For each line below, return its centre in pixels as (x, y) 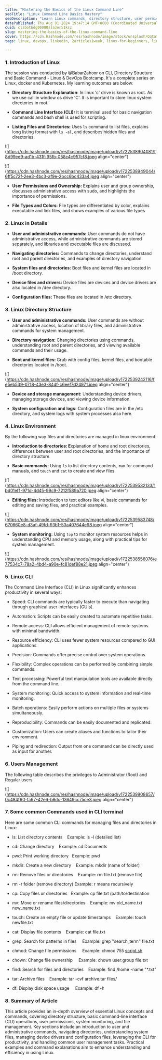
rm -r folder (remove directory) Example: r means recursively (73, 884)
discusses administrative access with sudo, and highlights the (73, 191)
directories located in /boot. (40, 364)
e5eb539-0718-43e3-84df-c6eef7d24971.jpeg (51, 384)
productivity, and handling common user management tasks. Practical (74, 1042)
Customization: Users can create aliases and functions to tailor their (79, 732)
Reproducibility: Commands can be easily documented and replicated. (82, 722)
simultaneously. (27, 713)
